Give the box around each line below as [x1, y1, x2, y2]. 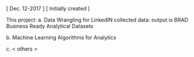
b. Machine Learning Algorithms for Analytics [6, 34, 117, 41]
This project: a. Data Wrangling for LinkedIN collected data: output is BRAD [6, 16, 189, 23]
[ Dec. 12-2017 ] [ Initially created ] [6, 5, 90, 12]
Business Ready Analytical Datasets [6, 23, 93, 29]
